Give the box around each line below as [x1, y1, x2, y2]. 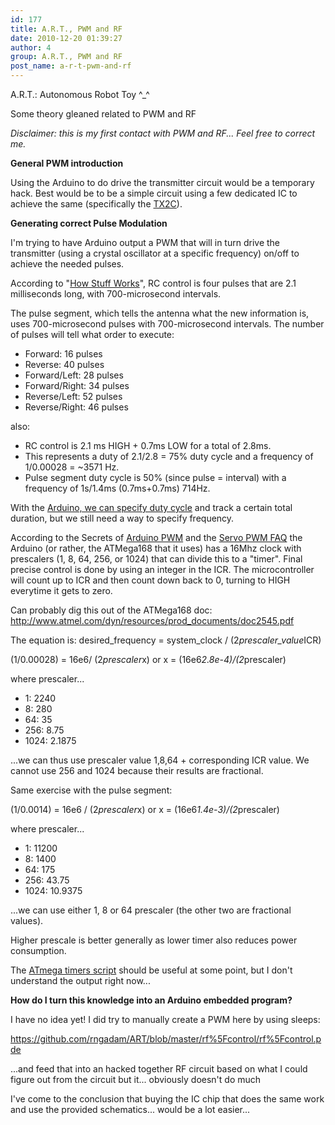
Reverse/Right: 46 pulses [24, 401, 129, 413]
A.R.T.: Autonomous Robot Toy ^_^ [10, 89, 150, 100]
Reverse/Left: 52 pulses [24, 391, 123, 402]
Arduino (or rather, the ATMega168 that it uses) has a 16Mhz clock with [10, 542, 302, 554]
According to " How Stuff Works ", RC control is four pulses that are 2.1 [10, 277, 297, 289]
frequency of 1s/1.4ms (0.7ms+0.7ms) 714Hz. [24, 482, 211, 494]
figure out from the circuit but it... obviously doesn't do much [10, 1074, 262, 1085]
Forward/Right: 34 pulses [24, 380, 130, 391]
